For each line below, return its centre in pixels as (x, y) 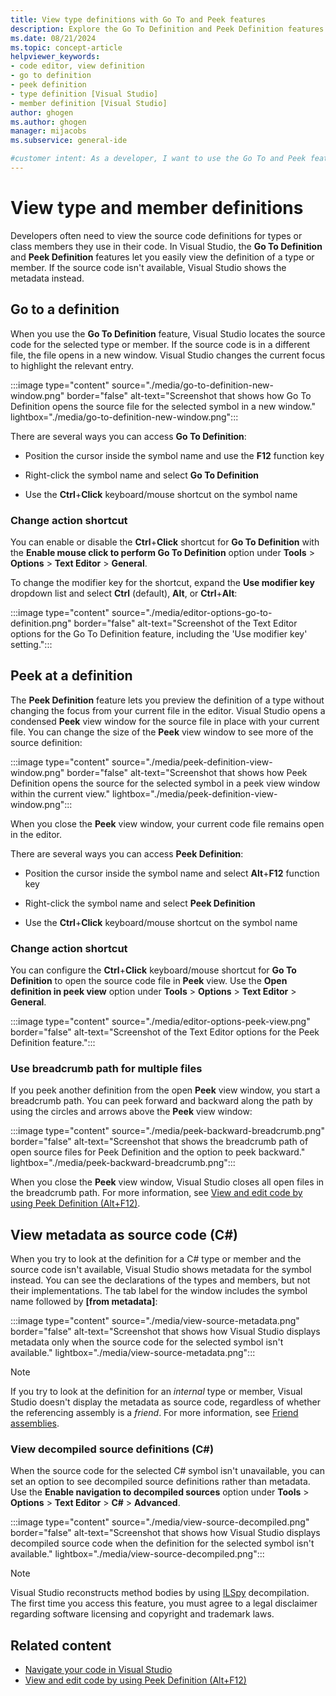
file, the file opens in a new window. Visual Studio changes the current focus (168, 355)
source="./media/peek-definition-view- (192, 762)
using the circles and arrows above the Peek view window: (131, 1112)
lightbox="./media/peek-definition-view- (194, 793)
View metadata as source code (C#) (124, 1234)
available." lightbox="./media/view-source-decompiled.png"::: (137, 1554)
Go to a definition (65, 309)
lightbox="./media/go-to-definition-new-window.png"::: (124, 417)
